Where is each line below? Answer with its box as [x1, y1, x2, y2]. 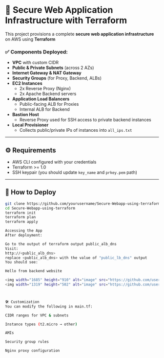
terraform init [5, 210, 36, 215]
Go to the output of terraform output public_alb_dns [5, 241, 117, 246]
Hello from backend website [5, 269, 62, 274]
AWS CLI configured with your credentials [12, 159, 97, 165]
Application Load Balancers [12, 96, 70, 102]
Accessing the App [5, 228, 42, 233]
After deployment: [5, 233, 42, 238]
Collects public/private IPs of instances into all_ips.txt [19, 127, 132, 133]
